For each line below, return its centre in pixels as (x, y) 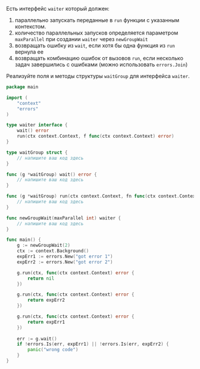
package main (22, 87)
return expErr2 (46, 300)
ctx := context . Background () (53, 251)
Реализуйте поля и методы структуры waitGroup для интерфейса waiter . (98, 76)
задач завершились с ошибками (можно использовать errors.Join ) (101, 64)
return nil (41, 278)
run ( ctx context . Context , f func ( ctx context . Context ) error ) (96, 137)
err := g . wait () (37, 339)
